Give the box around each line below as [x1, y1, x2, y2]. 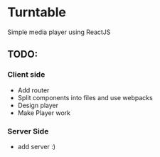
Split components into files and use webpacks [17, 93, 153, 102]
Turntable [7, 4, 66, 21]
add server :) [17, 142, 55, 151]
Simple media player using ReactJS [7, 28, 111, 36]
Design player [17, 101, 59, 109]
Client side [7, 70, 46, 80]
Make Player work [17, 108, 71, 117]
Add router [17, 86, 50, 94]
